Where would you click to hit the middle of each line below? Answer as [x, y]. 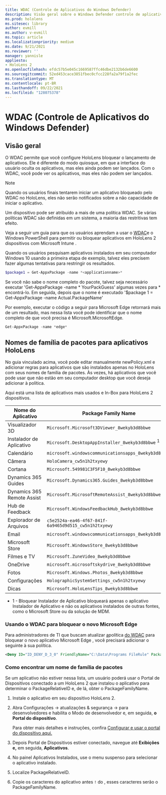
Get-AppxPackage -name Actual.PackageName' [54, 298]
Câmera [17, 461]
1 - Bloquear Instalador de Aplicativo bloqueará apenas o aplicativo [80, 601]
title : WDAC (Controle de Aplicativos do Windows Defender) [68, 10]
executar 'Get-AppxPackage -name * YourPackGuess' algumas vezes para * [83, 287]
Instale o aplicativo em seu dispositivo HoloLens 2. [64, 698]
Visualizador [22, 425]
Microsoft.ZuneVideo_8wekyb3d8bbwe [89, 556]
